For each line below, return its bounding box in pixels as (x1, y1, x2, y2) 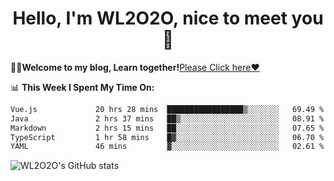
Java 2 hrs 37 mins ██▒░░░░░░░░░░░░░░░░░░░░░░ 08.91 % (10, 113, 325, 124)
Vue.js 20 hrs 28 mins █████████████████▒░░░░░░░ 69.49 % (10, 104, 325, 114)
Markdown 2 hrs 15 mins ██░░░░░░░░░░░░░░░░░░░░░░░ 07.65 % (10, 123, 325, 133)
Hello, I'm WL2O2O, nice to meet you (12, 7, 324, 30)
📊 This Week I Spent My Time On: (10, 81, 155, 93)
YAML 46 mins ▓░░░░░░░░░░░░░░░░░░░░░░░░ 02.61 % (10, 142, 325, 152)
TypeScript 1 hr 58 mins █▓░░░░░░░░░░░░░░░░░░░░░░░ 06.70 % (10, 132, 325, 142)
